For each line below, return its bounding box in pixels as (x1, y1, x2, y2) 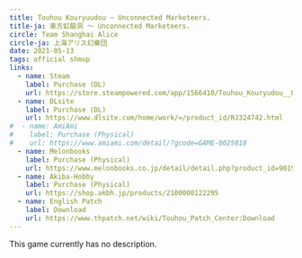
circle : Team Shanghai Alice (9, 30, 119, 39)
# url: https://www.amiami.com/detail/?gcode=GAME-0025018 (9, 138, 247, 147)
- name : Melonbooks (17, 147, 91, 156)
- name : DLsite (17, 96, 75, 106)
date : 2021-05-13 (9, 47, 75, 56)
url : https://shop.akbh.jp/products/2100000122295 (25, 189, 219, 198)
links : (9, 64, 34, 73)
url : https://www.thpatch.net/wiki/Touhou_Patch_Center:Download (25, 213, 276, 223)
